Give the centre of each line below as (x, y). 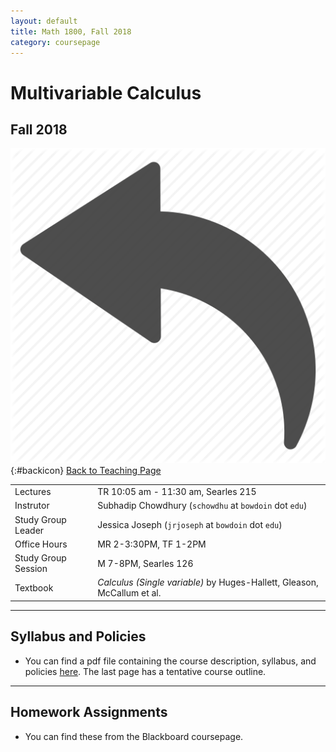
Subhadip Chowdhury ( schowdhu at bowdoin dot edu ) (202, 506)
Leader (29, 530)
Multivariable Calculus (106, 92)
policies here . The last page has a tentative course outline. (145, 671)
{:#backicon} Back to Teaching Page (86, 471)
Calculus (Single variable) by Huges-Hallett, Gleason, (208, 582)
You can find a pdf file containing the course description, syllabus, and (170, 661)
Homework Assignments (89, 712)
